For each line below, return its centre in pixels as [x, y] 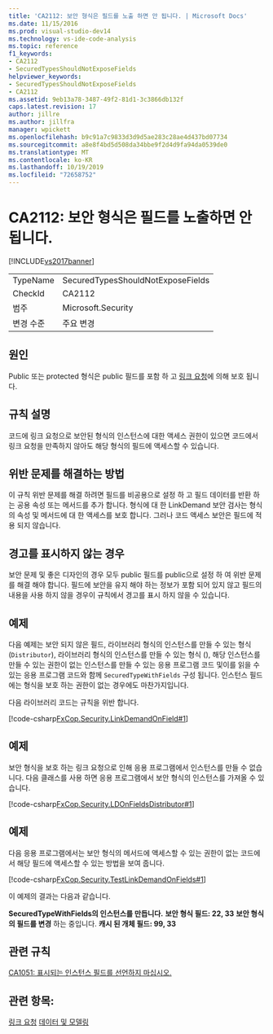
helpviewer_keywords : [45, 77]
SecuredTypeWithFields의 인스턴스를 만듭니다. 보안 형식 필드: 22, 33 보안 [129, 914]
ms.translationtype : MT [49, 152]
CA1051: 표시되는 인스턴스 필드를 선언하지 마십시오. [90, 973]
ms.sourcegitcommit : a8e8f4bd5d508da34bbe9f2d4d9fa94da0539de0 [118, 145]
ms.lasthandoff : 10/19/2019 [56, 168]
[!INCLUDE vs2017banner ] [52, 261]
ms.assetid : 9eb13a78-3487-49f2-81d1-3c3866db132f [96, 99]
